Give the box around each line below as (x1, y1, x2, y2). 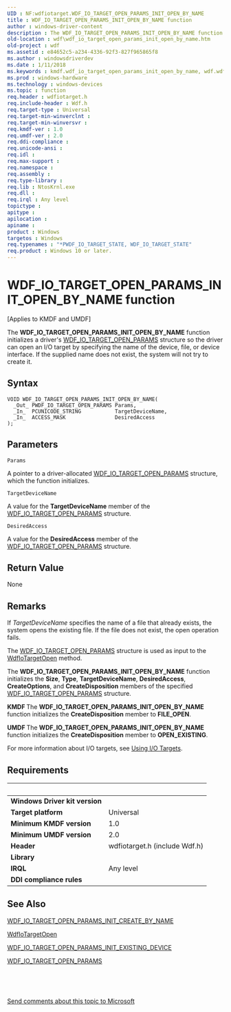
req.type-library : (7, 177, 63, 184)
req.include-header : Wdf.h (7, 100, 88, 107)
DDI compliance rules (10, 875, 82, 884)
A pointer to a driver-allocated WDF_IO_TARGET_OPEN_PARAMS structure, (7, 469, 218, 477)
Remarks (7, 600, 47, 612)
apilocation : (7, 215, 48, 222)
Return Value (7, 562, 64, 574)
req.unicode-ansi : (7, 145, 63, 152)
